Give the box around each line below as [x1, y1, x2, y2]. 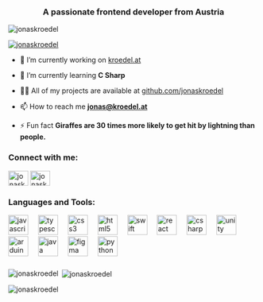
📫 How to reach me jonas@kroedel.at [19, 102, 148, 111]
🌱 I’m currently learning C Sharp [19, 71, 126, 80]
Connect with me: [8, 152, 79, 163]
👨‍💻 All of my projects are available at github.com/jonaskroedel [19, 86, 224, 95]
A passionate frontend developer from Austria [42, 6, 225, 17]
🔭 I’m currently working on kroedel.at [19, 55, 141, 65]
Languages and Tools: [8, 196, 95, 207]
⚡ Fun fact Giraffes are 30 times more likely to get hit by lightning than [19, 121, 256, 130]
